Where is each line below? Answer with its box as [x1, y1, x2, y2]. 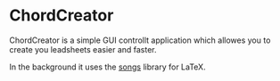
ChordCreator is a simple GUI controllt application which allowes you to [9, 35, 271, 45]
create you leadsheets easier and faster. [9, 44, 158, 54]
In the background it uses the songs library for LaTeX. [9, 61, 207, 72]
